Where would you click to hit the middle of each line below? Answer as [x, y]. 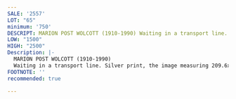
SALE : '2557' [26, 14]
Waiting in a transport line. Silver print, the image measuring [111, 66]
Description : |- [31, 53]
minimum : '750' [29, 26]
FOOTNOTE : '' [26, 72]
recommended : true [34, 78]
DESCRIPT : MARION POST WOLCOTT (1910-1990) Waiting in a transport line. [118, 33]
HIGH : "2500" [26, 46]
